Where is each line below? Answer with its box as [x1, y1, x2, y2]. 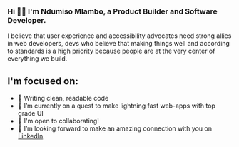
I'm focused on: [7, 75, 78, 87]
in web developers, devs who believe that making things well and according [7, 39, 230, 48]
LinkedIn [17, 132, 44, 141]
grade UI [17, 109, 44, 118]
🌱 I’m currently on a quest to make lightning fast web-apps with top [17, 101, 216, 110]
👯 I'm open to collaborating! [17, 117, 100, 126]
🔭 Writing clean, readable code [17, 94, 109, 103]
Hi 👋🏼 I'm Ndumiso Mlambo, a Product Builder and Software [7, 6, 218, 16]
